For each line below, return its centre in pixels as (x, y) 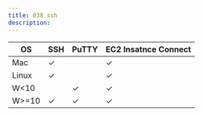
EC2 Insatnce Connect (149, 49)
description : (29, 23)
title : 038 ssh (33, 15)
